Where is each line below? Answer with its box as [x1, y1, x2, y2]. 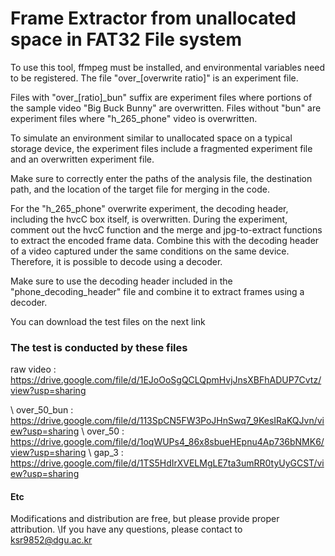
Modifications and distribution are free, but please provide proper [10, 513, 280, 525]
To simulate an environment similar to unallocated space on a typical [10, 132, 293, 144]
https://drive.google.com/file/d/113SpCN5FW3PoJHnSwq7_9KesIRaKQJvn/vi [10, 415, 325, 427]
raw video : [10, 363, 57, 376]
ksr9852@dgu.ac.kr [10, 534, 93, 546]
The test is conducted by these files [10, 340, 188, 354]
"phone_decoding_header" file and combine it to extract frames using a [10, 285, 305, 297]
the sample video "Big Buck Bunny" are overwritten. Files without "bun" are [10, 102, 322, 114]
